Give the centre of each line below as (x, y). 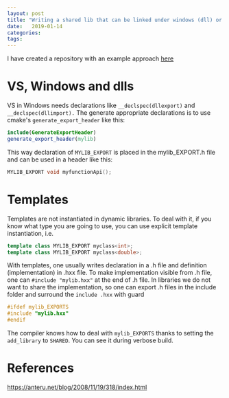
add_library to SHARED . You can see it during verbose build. (90, 340)
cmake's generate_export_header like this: (66, 120)
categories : (24, 33)
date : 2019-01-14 (35, 26)
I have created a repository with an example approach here (91, 58)
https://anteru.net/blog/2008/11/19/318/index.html (77, 387)
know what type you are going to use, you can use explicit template (103, 226)
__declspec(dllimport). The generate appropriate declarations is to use (109, 113)
